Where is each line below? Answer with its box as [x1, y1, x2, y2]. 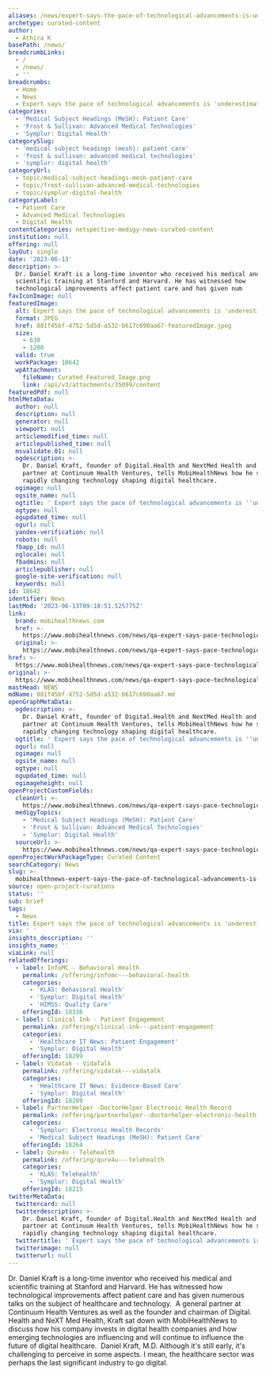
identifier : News [8, 595, 66, 603]
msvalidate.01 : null [15, 447, 83, 455]
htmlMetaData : [8, 395, 55, 403]
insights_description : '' [8, 934, 93, 942]
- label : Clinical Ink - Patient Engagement [15, 1015, 165, 1023]
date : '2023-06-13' [8, 255, 73, 263]
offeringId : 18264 [22, 1141, 83, 1149]
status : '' [8, 890, 44, 898]
